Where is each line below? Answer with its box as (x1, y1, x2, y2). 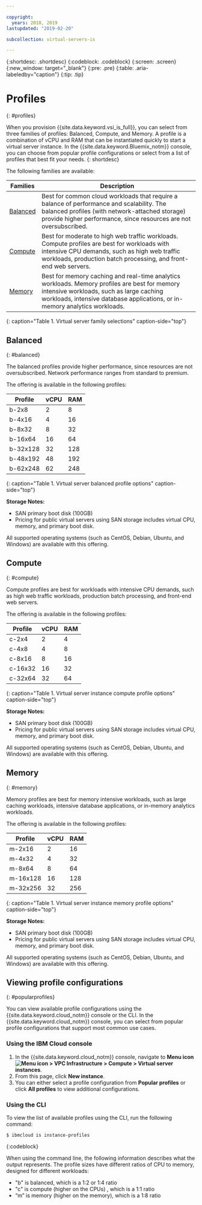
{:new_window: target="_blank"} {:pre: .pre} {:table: (6, 65, 134, 72)
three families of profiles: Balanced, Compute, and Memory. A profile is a (6, 130, 186, 138)
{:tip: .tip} (60, 71, 84, 78)
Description (100, 182, 135, 190)
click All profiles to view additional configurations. (14, 1085, 140, 1093)
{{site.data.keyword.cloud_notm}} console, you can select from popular (6, 1018, 183, 1025)
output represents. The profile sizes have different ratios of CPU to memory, (6, 1161, 195, 1168)
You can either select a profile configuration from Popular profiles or (14, 1079, 186, 1086)
